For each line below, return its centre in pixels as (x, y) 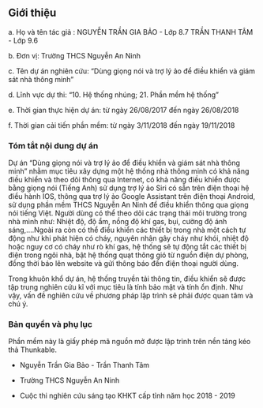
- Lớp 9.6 (23, 40)
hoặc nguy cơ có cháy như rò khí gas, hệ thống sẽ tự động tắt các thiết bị (128, 247)
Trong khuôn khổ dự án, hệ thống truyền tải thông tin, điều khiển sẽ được (127, 279)
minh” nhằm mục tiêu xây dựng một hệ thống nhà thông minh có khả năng (129, 171)
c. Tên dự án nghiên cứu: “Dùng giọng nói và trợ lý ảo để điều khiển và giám (131, 71)
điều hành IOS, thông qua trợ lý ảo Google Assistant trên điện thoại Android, (132, 197)
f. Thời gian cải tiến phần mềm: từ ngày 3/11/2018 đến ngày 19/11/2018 (122, 125)
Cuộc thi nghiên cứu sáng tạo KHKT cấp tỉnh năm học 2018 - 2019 (127, 396)
